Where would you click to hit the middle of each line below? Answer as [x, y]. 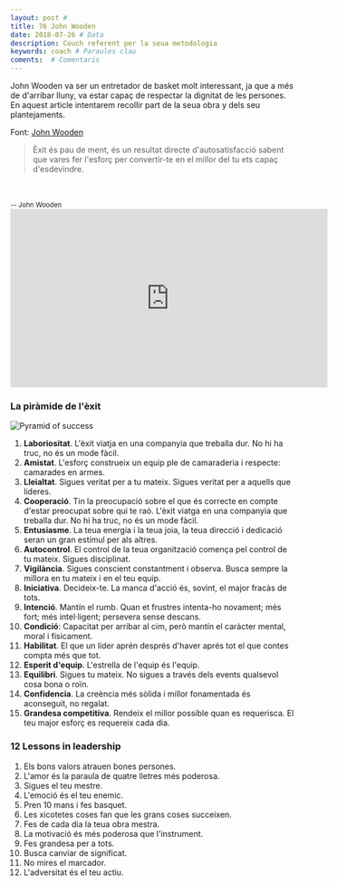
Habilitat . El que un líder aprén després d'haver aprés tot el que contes [156, 646]
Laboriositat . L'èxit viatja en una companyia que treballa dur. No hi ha [153, 443]
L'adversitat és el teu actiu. [73, 872]
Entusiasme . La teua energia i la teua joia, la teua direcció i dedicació [153, 530]
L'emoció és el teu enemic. [73, 795]
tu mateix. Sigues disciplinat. [77, 559]
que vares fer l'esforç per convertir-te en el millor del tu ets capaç [155, 159]
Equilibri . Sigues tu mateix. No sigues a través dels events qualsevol [151, 675]
